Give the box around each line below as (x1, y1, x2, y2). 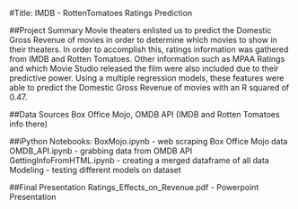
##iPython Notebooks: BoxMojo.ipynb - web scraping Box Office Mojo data (9, 136, 288, 146)
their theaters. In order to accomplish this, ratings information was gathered (9, 44, 289, 55)
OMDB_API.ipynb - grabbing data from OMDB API (9, 145, 193, 156)
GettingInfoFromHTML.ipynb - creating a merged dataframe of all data (9, 155, 269, 165)
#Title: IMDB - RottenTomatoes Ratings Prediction (9, 8, 193, 18)
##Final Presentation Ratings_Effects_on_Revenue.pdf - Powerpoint (9, 182, 259, 192)
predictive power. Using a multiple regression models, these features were (9, 73, 285, 83)
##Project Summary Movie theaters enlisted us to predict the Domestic (9, 25, 272, 35)
